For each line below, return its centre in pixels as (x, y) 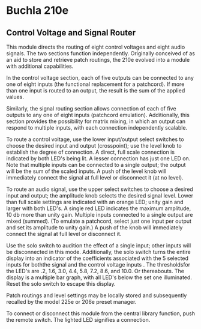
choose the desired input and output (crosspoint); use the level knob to (94, 146)
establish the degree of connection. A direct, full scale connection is (91, 152)
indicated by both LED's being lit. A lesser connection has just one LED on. (98, 158)
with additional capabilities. (40, 66)
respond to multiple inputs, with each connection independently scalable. (97, 128)
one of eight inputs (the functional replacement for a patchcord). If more (95, 84)
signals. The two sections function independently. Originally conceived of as (100, 53)
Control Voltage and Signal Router (71, 33)
